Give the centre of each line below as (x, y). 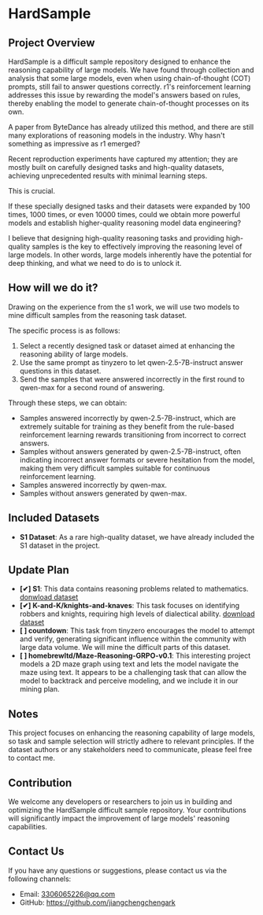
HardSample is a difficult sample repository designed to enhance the (119, 61)
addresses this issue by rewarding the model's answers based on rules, (124, 95)
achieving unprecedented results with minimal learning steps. (108, 175)
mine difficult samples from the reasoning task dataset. (98, 315)
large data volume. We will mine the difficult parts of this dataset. (125, 648)
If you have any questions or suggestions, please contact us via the (117, 870)
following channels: (40, 879)
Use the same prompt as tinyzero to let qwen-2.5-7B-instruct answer (131, 362)
